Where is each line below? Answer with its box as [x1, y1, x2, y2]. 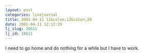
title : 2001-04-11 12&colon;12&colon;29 [5, 17, 92, 22]
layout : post [5, 7, 33, 13]
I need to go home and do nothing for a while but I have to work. [5, 45, 139, 51]
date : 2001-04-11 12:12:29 [5, 21, 62, 27]
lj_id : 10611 [5, 31, 33, 36]
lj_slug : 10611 [5, 26, 38, 32]
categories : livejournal [5, 12, 58, 17]
